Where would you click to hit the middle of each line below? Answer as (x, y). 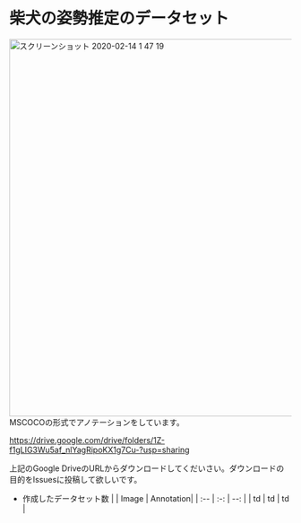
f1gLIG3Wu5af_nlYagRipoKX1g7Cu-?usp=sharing (99, 449)
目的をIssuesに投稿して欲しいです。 (76, 479)
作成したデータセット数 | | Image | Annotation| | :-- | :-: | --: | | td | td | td (155, 498)
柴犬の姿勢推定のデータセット (120, 18)
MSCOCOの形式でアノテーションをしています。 (97, 422)
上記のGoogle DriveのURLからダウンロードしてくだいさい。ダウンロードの (147, 468)
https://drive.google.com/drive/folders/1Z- (87, 440)
